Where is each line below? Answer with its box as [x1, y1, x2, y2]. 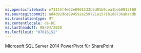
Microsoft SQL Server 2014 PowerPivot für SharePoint [5, 43, 114, 49]
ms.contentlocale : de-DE [5, 20, 56, 26]
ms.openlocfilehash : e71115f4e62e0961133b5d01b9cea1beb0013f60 [5, 7, 137, 12]
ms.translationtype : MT [5, 16, 54, 21]
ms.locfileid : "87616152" [5, 30, 58, 35]
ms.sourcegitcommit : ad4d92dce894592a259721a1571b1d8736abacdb [5, 12, 137, 17]
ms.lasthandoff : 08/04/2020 [5, 25, 62, 30]
